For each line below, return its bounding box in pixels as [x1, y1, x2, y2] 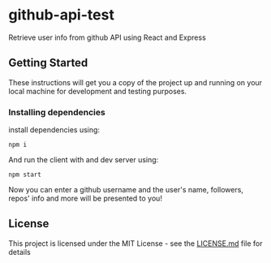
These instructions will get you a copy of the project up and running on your [8, 77, 262, 87]
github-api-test [8, 6, 115, 24]
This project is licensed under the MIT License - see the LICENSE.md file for [8, 238, 263, 248]
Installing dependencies [8, 106, 105, 118]
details [8, 247, 31, 257]
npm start [8, 170, 42, 179]
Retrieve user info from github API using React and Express [8, 32, 207, 42]
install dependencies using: [8, 125, 100, 135]
